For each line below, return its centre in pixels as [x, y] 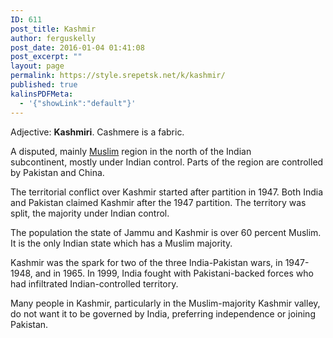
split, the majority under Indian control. [90, 213]
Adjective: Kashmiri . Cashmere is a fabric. [97, 132]
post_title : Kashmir [53, 29]
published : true [44, 85]
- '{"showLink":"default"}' [78, 103]
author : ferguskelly [53, 38]
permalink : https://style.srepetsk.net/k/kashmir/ [118, 76]
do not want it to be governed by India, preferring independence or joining [163, 313]
